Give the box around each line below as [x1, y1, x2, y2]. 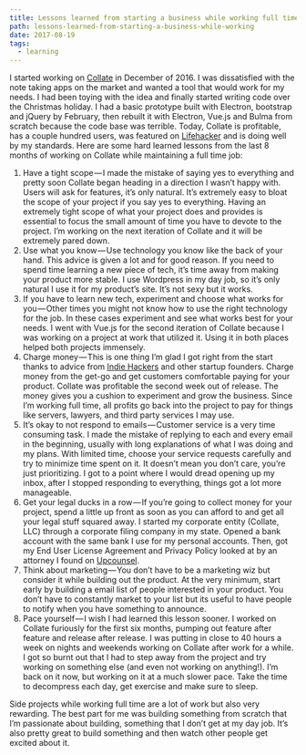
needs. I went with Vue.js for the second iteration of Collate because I [22, 323, 285, 334]
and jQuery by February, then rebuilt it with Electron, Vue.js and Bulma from [9, 111, 293, 122]
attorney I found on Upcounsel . [22, 555, 139, 566]
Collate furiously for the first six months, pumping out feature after [22, 623, 272, 634]
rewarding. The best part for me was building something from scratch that [9, 708, 288, 719]
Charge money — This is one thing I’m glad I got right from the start [22, 352, 273, 363]
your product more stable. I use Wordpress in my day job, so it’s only [22, 274, 280, 285]
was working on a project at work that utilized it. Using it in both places [22, 332, 290, 343]
